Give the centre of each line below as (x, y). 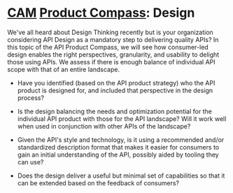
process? (30, 98)
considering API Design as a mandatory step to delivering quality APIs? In (113, 39)
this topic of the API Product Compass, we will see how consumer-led (108, 47)
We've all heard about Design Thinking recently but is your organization (110, 32)
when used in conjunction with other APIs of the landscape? (104, 126)
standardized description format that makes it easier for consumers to (118, 147)
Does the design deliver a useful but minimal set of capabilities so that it (121, 176)
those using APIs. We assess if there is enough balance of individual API (111, 62)
